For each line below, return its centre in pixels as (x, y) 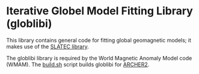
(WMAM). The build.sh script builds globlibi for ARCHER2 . (78, 64)
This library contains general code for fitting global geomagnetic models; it (99, 40)
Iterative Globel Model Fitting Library (100, 11)
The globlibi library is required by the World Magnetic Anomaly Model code (99, 58)
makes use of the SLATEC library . (47, 47)
